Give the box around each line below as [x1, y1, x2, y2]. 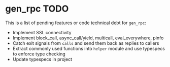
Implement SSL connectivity [12, 29, 72, 35]
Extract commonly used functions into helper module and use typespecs [12, 45, 165, 51]
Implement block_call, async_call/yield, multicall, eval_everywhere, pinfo [12, 35, 164, 41]
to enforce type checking [12, 51, 66, 57]
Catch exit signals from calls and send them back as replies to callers [12, 40, 159, 46]
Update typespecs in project [12, 56, 73, 62]
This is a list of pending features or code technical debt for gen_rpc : [5, 20, 146, 26]
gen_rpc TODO [5, 3, 69, 15]
